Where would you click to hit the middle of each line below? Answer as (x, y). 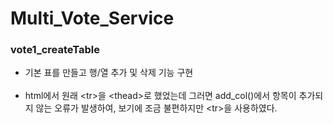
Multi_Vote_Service (92, 18)
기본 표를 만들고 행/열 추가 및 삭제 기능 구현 (109, 73)
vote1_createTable (55, 50)
